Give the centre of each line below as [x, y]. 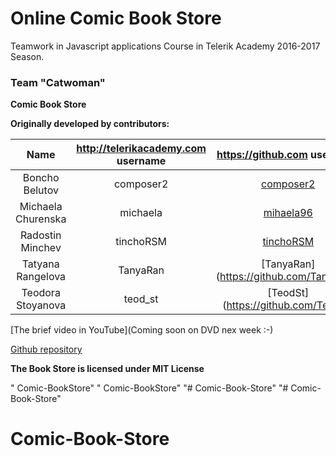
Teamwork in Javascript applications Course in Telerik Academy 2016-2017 [165, 46]
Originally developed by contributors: [90, 124]
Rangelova [41, 277]
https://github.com [262, 155]
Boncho [41, 178]
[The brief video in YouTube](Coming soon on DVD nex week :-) [142, 330]
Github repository [46, 349]
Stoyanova [41, 305]
